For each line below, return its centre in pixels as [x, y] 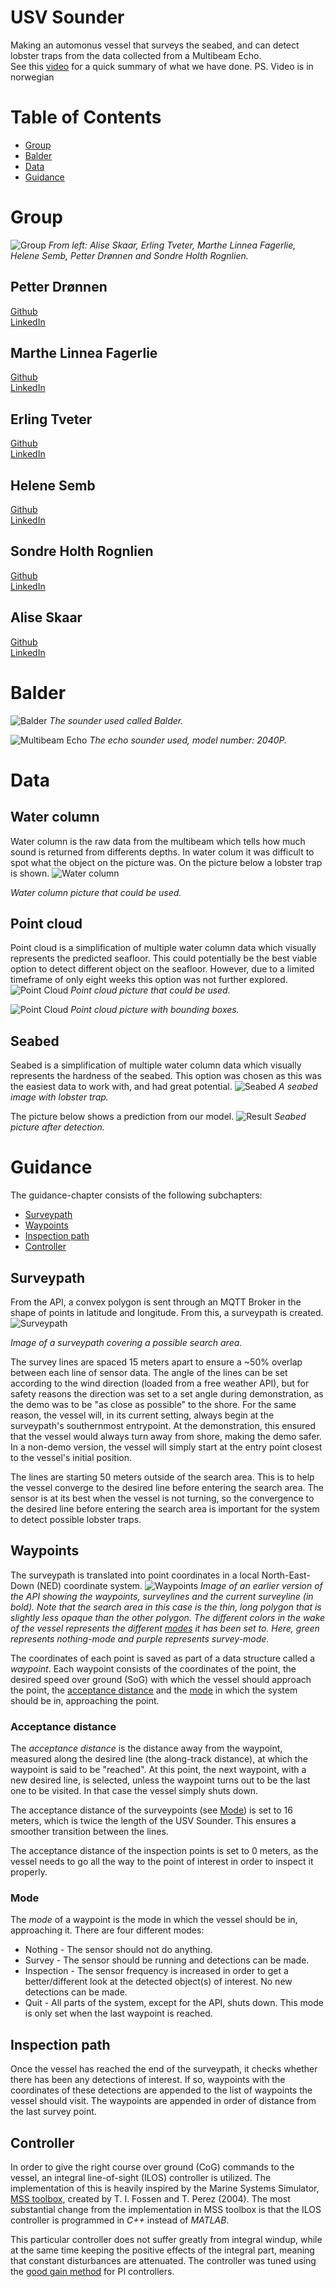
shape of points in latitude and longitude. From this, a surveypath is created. [167, 1312]
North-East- [286, 1575]
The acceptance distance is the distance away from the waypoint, [146, 1748]
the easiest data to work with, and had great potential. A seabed [164, 1087]
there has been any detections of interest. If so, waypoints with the [148, 2080]
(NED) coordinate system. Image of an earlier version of [179, 1585]
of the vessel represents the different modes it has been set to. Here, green [165, 1628]
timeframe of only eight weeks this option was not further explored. [149, 980]
